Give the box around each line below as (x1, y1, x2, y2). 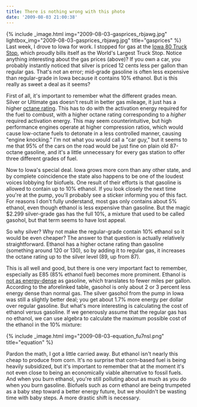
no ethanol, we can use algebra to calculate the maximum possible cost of (6, 314, 187, 322)
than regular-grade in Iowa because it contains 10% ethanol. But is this (6, 74, 178, 82)
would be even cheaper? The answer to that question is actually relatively (6, 234, 185, 241)
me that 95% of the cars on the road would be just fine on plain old (6, 142, 169, 149)
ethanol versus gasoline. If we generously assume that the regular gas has (6, 308, 187, 315)
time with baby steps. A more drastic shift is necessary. (6, 394, 140, 401)
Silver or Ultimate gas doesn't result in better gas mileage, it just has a (6, 98, 176, 105)
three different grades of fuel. (6, 155, 78, 162)
